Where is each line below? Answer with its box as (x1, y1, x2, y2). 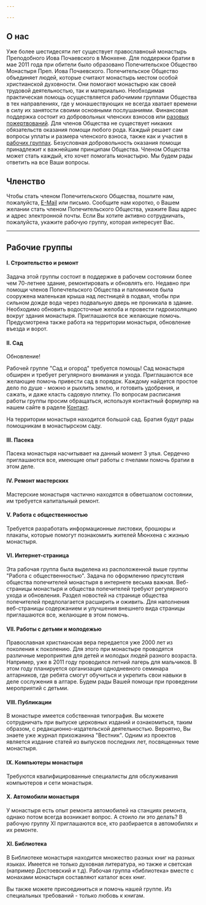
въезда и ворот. (6, 325, 48, 332)
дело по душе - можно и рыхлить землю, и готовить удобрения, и (6, 384, 180, 391)
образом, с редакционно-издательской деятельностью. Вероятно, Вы (6, 725, 191, 733)
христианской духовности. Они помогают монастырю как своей (6, 80, 177, 88)
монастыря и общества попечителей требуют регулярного (33, 585, 188, 592)
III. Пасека (6, 436, 34, 444)
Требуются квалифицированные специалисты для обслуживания (6, 772, 178, 780)
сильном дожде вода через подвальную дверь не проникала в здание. (6, 299, 194, 306)
